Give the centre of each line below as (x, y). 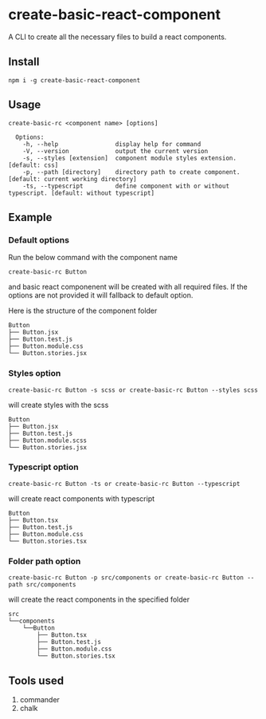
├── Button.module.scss (48, 440)
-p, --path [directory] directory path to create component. (131, 172)
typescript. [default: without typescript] (82, 193)
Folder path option (45, 561)
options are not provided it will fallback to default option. (101, 295)
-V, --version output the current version (115, 151)
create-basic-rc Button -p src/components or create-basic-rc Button (126, 578)
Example (30, 217)
